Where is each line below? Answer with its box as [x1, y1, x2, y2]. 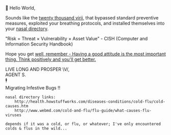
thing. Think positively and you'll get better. [5, 56, 96, 62]
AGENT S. [5, 72, 27, 78]
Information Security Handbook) [5, 41, 73, 47]
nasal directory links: [5, 95, 56, 100]
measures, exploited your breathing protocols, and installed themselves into [5, 20, 165, 26]
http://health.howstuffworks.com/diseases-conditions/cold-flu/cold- [14, 99, 166, 104]
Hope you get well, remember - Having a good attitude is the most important [5, 51, 166, 57]
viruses [5, 112, 22, 118]
